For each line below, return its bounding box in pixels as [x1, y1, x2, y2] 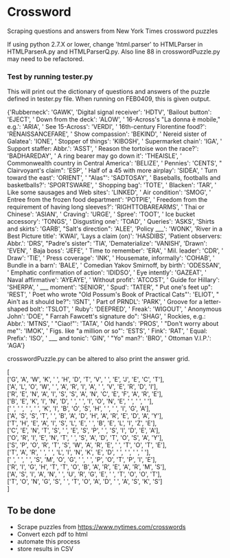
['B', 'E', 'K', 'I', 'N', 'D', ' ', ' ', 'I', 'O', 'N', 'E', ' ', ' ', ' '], [7, 397, 154, 406]
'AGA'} [7, 341, 25, 350]
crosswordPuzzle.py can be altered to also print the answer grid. [7, 355, 190, 363]
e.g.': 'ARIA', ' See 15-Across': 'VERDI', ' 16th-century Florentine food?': [7, 123, 207, 131]
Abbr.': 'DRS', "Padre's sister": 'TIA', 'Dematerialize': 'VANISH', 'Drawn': [7, 240, 208, 248]
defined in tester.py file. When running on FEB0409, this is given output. [7, 95, 211, 103]
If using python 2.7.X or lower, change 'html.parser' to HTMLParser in [7, 40, 203, 48]
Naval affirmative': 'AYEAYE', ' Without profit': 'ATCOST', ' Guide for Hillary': [7, 276, 220, 284]
